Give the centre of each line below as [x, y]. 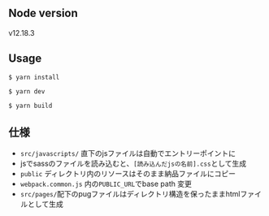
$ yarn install [34, 77]
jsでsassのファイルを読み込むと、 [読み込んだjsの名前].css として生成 [133, 164]
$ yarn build [30, 106]
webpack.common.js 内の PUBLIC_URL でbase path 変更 [106, 184]
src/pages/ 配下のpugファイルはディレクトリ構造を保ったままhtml [130, 194]
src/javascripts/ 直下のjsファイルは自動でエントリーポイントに [128, 153]
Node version [43, 13]
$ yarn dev [27, 91]
